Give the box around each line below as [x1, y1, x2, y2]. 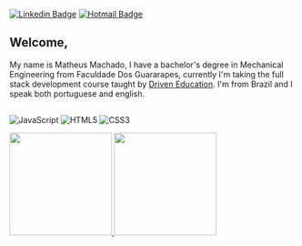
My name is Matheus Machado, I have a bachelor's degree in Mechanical [9, 59, 284, 70]
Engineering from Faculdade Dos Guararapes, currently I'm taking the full [9, 68, 284, 79]
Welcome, [9, 35, 68, 50]
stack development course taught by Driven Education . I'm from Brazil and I [9, 78, 293, 89]
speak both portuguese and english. [9, 87, 146, 99]
